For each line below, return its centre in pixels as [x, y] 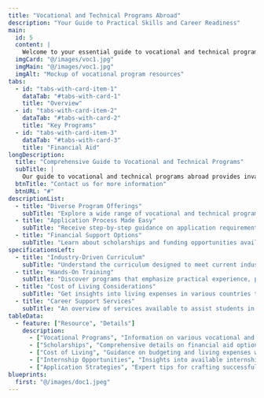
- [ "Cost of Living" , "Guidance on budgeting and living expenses [140, 353]
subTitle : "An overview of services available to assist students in [139, 308]
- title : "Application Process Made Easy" [86, 221]
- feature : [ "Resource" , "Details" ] [75, 323]
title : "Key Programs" [59, 125]
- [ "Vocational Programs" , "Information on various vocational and [142, 338]
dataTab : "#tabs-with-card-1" [72, 96]
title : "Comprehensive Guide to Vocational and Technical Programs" [130, 162]
